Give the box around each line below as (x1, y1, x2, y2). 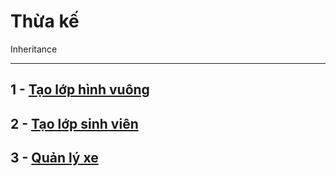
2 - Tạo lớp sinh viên (10, 115, 139, 132)
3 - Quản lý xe (10, 150, 99, 167)
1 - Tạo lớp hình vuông (10, 81, 150, 99)
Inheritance (10, 43, 58, 55)
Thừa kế (10, 10, 80, 33)
